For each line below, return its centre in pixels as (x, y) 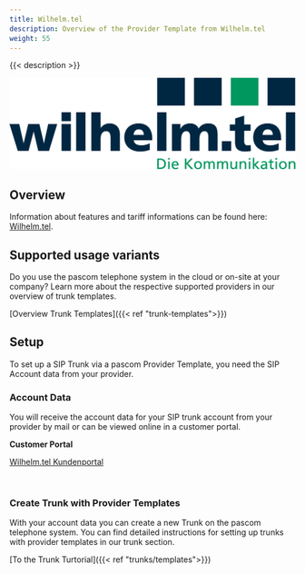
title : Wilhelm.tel (46, 19)
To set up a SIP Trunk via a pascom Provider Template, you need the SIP (144, 364)
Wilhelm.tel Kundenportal (57, 462)
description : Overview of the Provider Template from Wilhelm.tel (138, 29)
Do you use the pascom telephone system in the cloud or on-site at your (145, 276)
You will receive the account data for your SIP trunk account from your (141, 417)
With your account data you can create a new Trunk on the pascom (135, 523)
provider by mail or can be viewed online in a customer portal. (125, 427)
